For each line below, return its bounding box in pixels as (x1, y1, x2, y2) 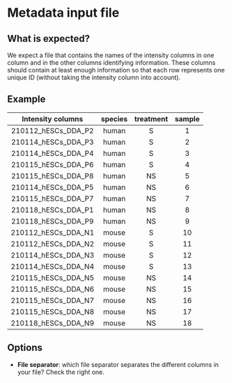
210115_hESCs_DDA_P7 (10, 194, 94, 203)
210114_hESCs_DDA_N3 (10, 250, 95, 260)
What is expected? (7, 33, 91, 45)
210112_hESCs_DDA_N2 (10, 239, 95, 249)
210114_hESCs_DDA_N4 (10, 261, 95, 271)
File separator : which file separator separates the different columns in (17, 360, 219, 368)
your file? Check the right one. (17, 368, 105, 376)
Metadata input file (7, 5, 120, 21)
